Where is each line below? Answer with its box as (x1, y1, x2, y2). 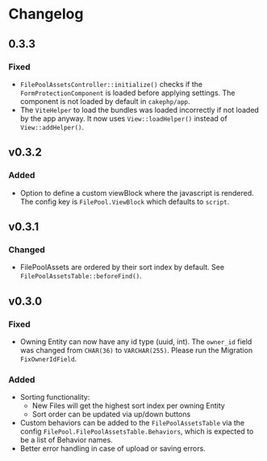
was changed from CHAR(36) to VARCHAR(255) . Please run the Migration (19, 345, 252, 355)
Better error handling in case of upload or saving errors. (19, 444, 206, 454)
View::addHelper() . (19, 122, 85, 131)
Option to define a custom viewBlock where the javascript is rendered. (19, 188, 254, 197)
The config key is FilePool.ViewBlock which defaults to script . (19, 197, 230, 206)
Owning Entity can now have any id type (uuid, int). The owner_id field (19, 336, 252, 347)
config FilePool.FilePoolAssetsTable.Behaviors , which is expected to (19, 426, 254, 436)
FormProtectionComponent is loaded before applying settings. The (19, 88, 236, 98)
